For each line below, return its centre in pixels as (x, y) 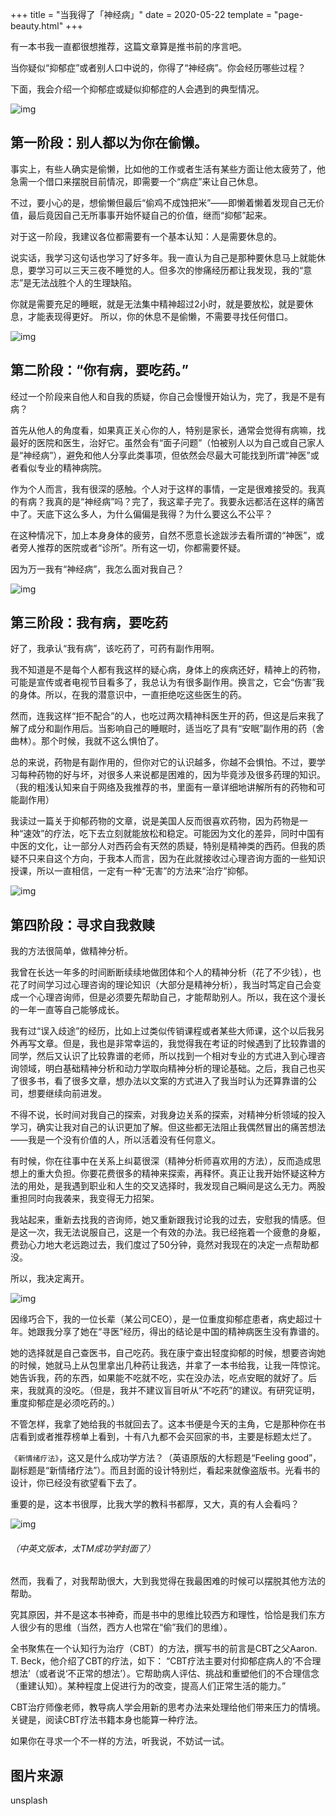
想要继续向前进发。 (67, 1094)
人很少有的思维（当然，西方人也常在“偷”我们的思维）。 (121, 1627)
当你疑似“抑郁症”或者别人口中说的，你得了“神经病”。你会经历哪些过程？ (158, 67)
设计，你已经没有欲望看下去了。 (76, 1483)
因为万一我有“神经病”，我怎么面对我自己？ (97, 569)
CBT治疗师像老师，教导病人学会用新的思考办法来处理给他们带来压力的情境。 (168, 1707)
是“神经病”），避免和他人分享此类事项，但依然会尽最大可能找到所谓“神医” (160, 455)
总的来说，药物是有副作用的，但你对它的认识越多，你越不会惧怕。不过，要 (163, 762)
